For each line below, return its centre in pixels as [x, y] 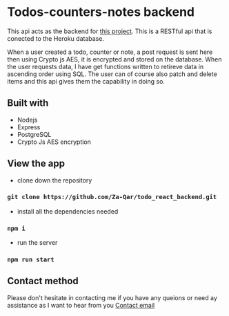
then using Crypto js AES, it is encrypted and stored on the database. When [114, 59]
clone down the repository [54, 180]
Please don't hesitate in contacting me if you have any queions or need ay [112, 297]
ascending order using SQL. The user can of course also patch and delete [112, 74]
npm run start [31, 260]
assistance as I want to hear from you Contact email [81, 305]
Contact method [43, 281]
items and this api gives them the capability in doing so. [86, 81]
